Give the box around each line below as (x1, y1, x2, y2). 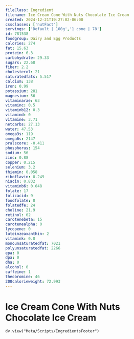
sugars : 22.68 (5, 60, 36, 65)
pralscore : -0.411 (5, 141, 44, 146)
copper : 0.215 (5, 160, 36, 165)
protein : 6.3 (5, 50, 33, 55)
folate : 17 (5, 188, 29, 194)
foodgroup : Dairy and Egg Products (5, 36, 81, 41)
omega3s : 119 (5, 131, 33, 136)
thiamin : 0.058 (5, 169, 38, 175)
